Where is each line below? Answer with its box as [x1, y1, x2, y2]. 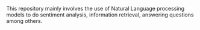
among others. [6, 18, 43, 24]
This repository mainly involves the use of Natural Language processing [6, 5, 185, 12]
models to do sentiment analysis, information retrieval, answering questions [6, 11, 194, 18]
